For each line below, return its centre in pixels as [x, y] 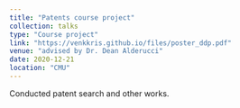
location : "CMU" [40, 68]
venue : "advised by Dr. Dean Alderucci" [87, 51]
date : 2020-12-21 [42, 59]
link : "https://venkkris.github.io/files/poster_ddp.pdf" [120, 43]
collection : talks [44, 26]
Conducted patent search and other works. [89, 93]
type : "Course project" [54, 34]
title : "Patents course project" [72, 18]
